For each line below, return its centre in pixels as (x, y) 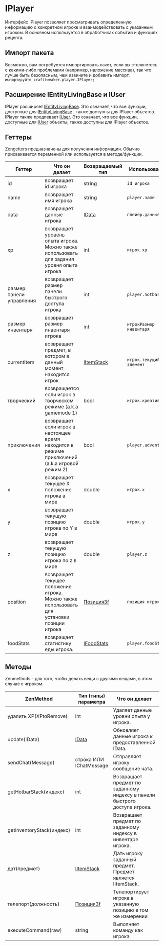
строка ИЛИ (89, 760)
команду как (128, 930)
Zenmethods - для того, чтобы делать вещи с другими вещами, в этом (79, 679)
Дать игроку (128, 853)
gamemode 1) (61, 413)
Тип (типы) (92, 696)
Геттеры (19, 137)
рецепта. (14, 38)
